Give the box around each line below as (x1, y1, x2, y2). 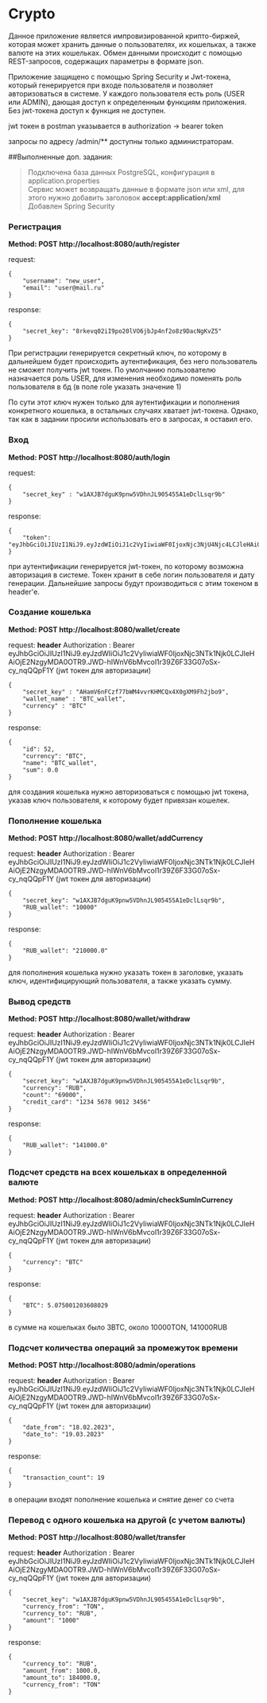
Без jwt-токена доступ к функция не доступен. (8, 105, 166, 115)
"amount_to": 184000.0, (22, 1674, 102, 1682)
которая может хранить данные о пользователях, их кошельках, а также (8, 39, 257, 49)
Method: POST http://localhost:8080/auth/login (8, 452, 171, 462)
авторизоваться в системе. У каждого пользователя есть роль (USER (8, 88, 245, 98)
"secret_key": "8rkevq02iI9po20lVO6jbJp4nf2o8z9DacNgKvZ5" (22, 327, 222, 335)
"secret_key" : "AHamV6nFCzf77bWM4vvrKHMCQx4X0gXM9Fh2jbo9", (22, 688, 229, 696)
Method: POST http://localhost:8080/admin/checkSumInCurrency (8, 1195, 233, 1205)
